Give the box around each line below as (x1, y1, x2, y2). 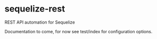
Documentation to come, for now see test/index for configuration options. (4, 28, 153, 34)
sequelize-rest (4, 3, 65, 14)
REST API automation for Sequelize (4, 19, 75, 25)
